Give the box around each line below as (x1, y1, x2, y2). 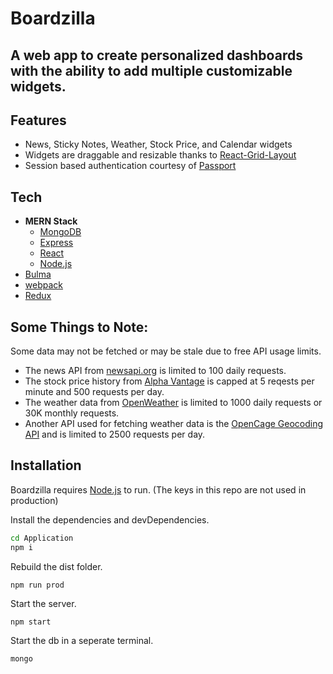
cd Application (10, 533, 74, 543)
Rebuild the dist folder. (10, 560, 103, 572)
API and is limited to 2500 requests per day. (24, 428, 206, 441)
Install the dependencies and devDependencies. (10, 513, 210, 526)
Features (10, 112, 67, 129)
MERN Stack (24, 215, 78, 227)
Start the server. (10, 597, 77, 609)
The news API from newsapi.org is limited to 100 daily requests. (24, 365, 287, 377)
